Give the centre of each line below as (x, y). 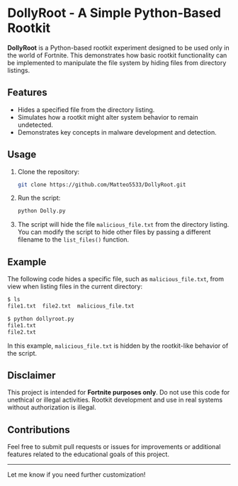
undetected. (35, 125)
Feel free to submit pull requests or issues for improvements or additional (114, 447)
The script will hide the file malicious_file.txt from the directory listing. (123, 225)
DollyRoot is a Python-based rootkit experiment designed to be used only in (118, 47)
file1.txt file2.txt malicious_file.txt (71, 306)
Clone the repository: (49, 171)
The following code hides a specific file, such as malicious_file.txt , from (116, 279)
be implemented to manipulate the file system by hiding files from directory (117, 62)
